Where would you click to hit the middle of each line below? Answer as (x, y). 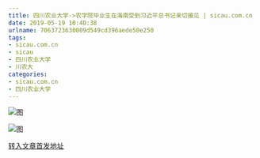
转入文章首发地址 (36, 146)
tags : (17, 38)
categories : (28, 74)
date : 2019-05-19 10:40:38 (53, 23)
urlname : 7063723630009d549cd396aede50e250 (81, 30)
